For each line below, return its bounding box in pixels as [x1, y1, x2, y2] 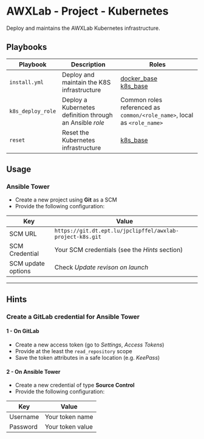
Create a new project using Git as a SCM [15, 196, 117, 203]
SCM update [9, 259, 46, 268]
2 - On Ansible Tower [6, 368, 61, 375]
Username [9, 413, 39, 421]
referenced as [120, 103, 161, 111]
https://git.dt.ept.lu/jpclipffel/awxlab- [54, 227, 179, 234]
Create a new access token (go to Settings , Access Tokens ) [15, 341, 165, 348]
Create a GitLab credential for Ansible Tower [6, 312, 140, 321]
